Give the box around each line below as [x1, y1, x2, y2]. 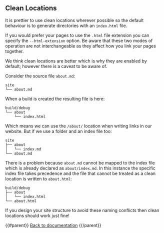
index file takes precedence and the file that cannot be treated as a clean [5, 170, 156, 176]
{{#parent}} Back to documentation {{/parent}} [5, 222, 101, 228]
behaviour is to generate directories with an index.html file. [5, 22, 127, 28]
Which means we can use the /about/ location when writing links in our [5, 122, 152, 129]
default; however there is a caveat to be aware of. [5, 63, 107, 69]
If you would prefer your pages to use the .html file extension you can [5, 32, 149, 38]
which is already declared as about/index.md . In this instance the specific [5, 165, 156, 171]
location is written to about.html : [5, 175, 72, 181]
